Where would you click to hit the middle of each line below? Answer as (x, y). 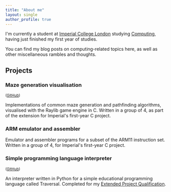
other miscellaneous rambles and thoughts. (51, 54)
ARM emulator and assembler (43, 129)
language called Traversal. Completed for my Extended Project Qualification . (86, 184)
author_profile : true (28, 19)
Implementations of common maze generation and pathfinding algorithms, (83, 105)
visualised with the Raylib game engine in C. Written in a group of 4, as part (84, 110)
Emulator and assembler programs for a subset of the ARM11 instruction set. (85, 140)
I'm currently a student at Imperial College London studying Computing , (81, 34)
